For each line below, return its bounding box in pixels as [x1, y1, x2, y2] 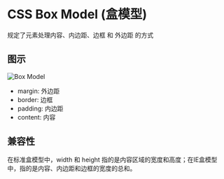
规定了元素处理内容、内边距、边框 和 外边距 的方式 [7, 31, 154, 39]
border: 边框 [17, 95, 53, 103]
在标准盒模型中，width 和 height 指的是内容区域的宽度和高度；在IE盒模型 [7, 155, 218, 164]
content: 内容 [17, 113, 56, 121]
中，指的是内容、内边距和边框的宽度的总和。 [7, 164, 136, 172]
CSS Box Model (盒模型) [7, 6, 147, 22]
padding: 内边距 [17, 104, 64, 113]
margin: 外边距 [17, 87, 60, 95]
